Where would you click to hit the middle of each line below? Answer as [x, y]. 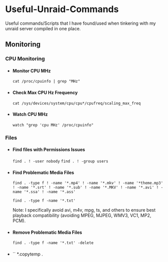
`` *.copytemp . [28, 254]
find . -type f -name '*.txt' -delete [53, 243]
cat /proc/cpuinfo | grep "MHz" [46, 82]
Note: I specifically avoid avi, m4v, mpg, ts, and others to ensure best [84, 210]
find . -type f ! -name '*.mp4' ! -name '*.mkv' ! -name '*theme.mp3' [88, 183]
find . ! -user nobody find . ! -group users [60, 161]
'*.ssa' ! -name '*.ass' [50, 192]
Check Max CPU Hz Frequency [45, 93]
